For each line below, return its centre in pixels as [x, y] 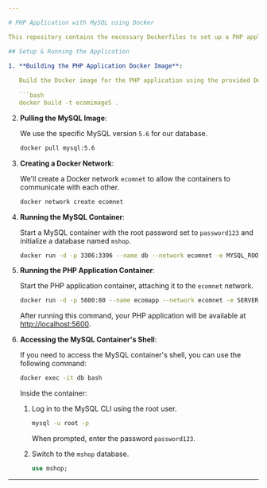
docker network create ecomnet [72, 201]
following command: [53, 364]
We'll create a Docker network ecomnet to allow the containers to [125, 178]
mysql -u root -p [60, 424]
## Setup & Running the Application [69, 51]
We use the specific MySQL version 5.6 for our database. [114, 133]
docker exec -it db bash [61, 378]
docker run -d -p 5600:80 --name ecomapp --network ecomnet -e [127, 301]
